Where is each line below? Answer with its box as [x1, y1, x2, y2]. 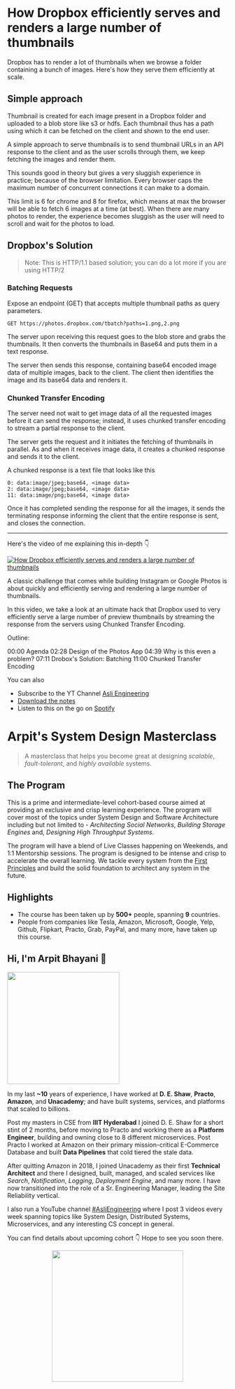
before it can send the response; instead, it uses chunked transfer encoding [7, 417, 226, 425]
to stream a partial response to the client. [7, 424, 126, 432]
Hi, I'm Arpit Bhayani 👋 [7, 953, 107, 965]
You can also [7, 676, 45, 684]
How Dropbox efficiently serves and [7, 5, 221, 21]
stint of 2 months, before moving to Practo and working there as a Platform [7, 1126, 225, 1134]
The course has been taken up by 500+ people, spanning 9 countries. [17, 910, 220, 918]
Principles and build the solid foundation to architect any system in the [7, 864, 210, 872]
